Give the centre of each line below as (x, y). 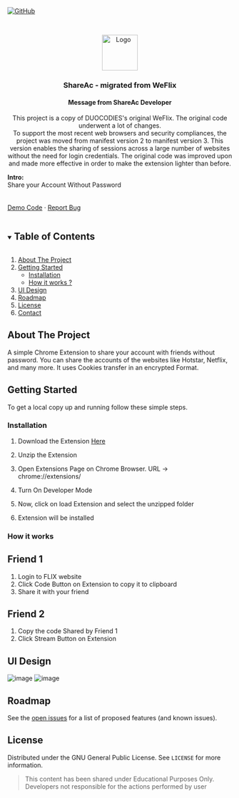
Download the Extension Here (61, 441)
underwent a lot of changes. (120, 126)
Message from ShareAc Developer (120, 102)
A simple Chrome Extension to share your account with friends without (111, 352)
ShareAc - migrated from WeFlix (120, 85)
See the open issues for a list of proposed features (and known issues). (112, 718)
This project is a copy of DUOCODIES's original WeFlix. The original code (120, 118)
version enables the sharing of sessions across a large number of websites (120, 148)
